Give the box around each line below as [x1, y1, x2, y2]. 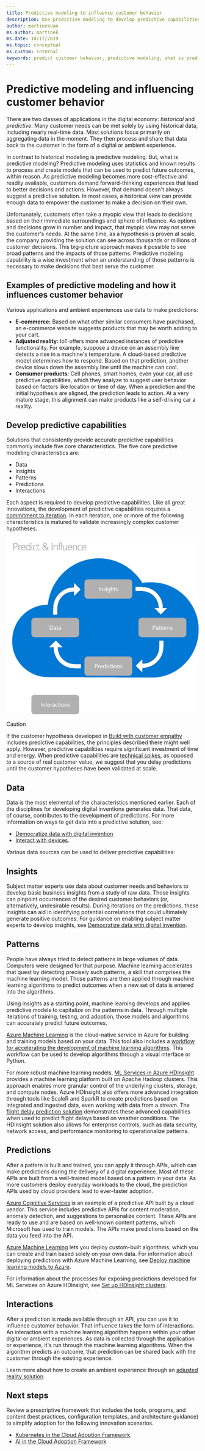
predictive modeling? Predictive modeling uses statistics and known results [6, 160, 195, 167]
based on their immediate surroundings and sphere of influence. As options [6, 217, 196, 224]
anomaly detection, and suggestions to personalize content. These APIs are [6, 1212, 196, 1219]
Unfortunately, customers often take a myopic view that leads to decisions [6, 210, 193, 218]
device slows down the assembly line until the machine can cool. [15, 363, 179, 371]
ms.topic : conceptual [6, 42, 62, 48]
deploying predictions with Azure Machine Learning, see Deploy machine [6, 1257, 190, 1264]
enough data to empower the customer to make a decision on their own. [6, 199, 188, 206]
